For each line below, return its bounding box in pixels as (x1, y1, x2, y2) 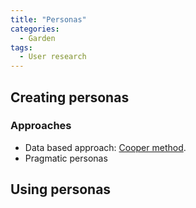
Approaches (10, 119, 72, 133)
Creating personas (10, 89, 130, 106)
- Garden (19, 33, 56, 43)
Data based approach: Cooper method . (24, 141, 187, 153)
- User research (19, 52, 87, 62)
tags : (10, 42, 33, 53)
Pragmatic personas (24, 152, 108, 164)
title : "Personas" (10, 14, 87, 25)
